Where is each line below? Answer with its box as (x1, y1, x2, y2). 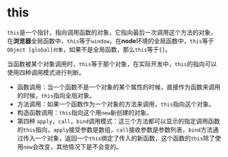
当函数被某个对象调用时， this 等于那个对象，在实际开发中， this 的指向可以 (7, 59, 217, 68)
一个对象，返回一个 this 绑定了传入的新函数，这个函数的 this (35, 134, 203, 142)
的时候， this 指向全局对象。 (16, 91, 96, 100)
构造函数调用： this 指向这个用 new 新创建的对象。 (16, 108, 152, 117)
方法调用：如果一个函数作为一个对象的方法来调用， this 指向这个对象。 (16, 100, 215, 108)
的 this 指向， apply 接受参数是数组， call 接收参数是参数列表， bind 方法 (16, 125, 213, 134)
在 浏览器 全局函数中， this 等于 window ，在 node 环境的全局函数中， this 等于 (7, 36, 214, 45)
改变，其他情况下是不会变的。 (38, 142, 123, 151)
